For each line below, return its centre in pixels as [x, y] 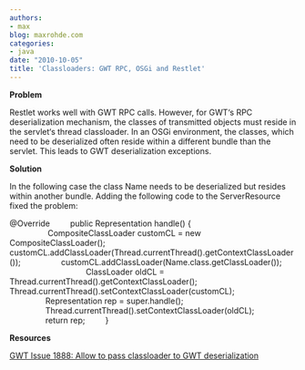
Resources [30, 337]
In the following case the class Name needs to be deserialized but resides [148, 186]
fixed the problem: [44, 205]
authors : [26, 18]
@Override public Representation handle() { [100, 223]
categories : [32, 43]
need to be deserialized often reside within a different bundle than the [140, 141]
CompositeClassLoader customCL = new [124, 232]
